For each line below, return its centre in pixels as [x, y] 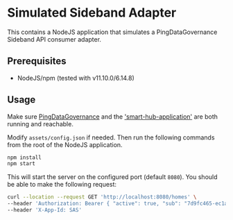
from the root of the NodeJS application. [65, 144]
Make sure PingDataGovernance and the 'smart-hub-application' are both [113, 117]
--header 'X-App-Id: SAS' [44, 210]
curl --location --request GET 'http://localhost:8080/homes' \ [102, 197]
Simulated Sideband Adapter [92, 13]
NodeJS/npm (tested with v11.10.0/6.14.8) [76, 78]
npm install [24, 158]
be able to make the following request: [62, 185]
